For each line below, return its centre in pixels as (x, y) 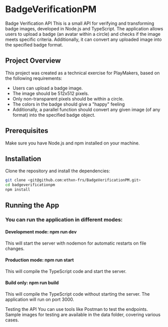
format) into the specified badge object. (54, 115)
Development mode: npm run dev (41, 231)
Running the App (32, 205)
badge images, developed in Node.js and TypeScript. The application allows (84, 28)
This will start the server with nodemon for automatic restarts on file (76, 243)
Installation (23, 158)
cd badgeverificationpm (30, 185)
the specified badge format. (34, 44)
